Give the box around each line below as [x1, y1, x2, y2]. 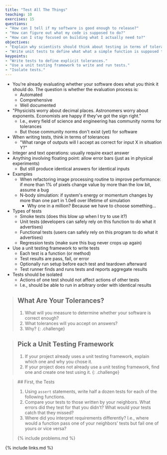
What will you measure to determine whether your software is [24, 310, 151, 316]
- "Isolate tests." [5, 68, 46, 73]
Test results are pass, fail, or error [19, 256, 89, 261]
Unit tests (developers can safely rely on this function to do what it [19, 219, 156, 225]
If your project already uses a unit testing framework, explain [24, 353, 150, 359]
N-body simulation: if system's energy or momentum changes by [19, 192, 153, 198]
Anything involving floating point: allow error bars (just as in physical [12, 155, 153, 161]
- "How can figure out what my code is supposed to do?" [5, 30, 126, 35]
